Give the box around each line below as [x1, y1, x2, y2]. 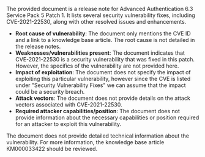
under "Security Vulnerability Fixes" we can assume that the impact [15, 82, 186, 89]
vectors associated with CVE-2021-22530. [15, 101, 122, 108]
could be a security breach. [15, 88, 85, 95]
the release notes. [15, 43, 61, 50]
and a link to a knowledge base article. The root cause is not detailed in [15, 37, 195, 43]
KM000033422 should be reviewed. [6, 145, 98, 152]
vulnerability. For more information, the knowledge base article [6, 139, 165, 145]
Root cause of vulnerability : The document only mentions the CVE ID [15, 30, 191, 37]
